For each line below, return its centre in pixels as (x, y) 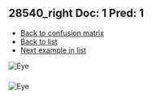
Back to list (39, 41)
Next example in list (53, 50)
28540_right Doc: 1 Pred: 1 (76, 13)
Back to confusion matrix (62, 32)
